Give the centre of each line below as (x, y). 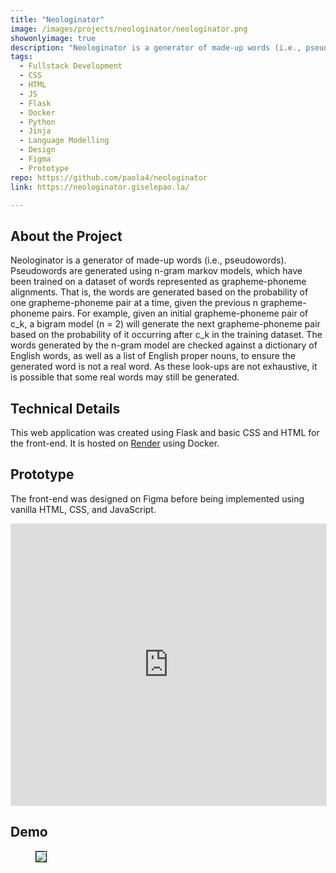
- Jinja (35, 131)
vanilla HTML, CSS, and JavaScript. (83, 509)
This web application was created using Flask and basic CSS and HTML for (165, 432)
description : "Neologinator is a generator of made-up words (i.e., (156, 47)
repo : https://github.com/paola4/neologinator (109, 177)
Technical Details (65, 408)
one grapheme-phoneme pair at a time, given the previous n (134, 303)
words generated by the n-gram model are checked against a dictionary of (164, 345)
